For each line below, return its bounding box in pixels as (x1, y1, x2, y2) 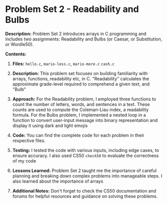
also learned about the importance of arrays (12, 178, 103, 184)
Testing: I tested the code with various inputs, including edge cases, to (12, 147, 159, 153)
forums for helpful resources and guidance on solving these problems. (12, 193, 158, 199)
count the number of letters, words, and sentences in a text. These (12, 101, 150, 107)
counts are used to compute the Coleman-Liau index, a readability (12, 106, 149, 112)
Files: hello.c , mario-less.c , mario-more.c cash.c (12, 60, 115, 66)
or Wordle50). (5, 41, 34, 47)
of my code (12, 157, 36, 163)
